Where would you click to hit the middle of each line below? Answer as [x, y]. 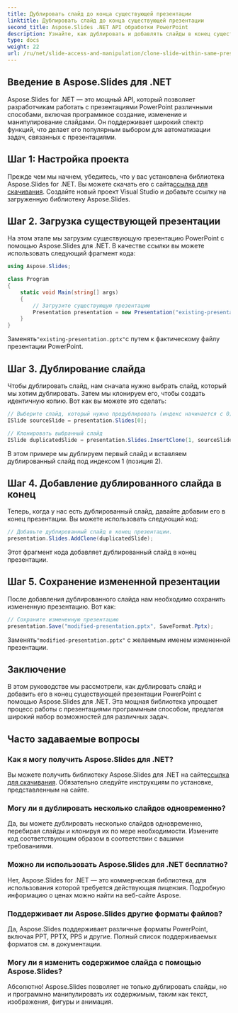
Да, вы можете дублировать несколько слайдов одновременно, [105, 824]
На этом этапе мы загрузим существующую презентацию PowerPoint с [116, 238]
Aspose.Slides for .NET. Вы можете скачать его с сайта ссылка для [108, 184]
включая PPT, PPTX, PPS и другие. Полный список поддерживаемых [112, 936]
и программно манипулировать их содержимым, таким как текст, [108, 995]
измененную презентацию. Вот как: [62, 607]
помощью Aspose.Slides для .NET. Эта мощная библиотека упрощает [113, 702]
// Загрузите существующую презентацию [92, 306]
